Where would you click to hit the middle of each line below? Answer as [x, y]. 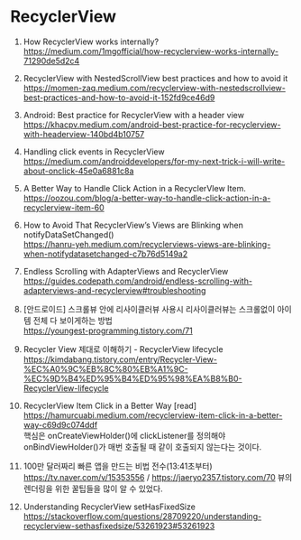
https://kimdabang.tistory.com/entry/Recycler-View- [120, 359]
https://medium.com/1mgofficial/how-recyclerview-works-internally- [150, 51]
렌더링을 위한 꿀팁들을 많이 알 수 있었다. [93, 489]
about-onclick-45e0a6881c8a [78, 171]
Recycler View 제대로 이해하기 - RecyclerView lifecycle [123, 349]
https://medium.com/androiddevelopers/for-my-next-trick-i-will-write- [154, 161]
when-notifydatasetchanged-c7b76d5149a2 [105, 254]
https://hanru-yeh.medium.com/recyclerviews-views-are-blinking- [147, 244]
